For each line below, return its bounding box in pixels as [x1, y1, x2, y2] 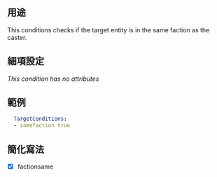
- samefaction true [13, 122, 71, 129]
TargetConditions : [13, 115, 68, 123]
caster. [7, 33, 27, 41]
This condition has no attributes [7, 74, 99, 83]
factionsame [17, 162, 54, 171]
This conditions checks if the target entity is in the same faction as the [7, 25, 210, 34]
